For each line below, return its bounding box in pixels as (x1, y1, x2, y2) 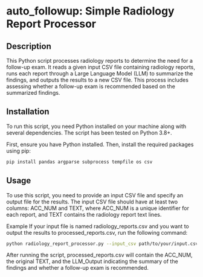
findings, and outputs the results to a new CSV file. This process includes (6, 77, 189, 83)
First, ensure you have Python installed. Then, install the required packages (6, 141, 194, 148)
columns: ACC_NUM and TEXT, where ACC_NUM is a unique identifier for (6, 204, 189, 212)
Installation (6, 107, 50, 117)
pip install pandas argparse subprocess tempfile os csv (6, 159, 153, 165)
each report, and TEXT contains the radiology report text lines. (6, 211, 162, 218)
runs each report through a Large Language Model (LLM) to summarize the (6, 70, 193, 77)
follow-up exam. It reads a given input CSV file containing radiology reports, (6, 63, 195, 71)
